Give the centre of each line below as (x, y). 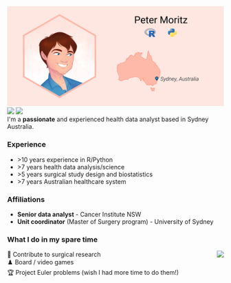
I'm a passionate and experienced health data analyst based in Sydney (108, 119)
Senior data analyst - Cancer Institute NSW (79, 214)
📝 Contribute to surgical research (54, 255)
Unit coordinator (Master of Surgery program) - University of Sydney (115, 221)
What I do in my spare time (53, 239)
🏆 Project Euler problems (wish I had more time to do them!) (93, 273)
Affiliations (26, 199)
